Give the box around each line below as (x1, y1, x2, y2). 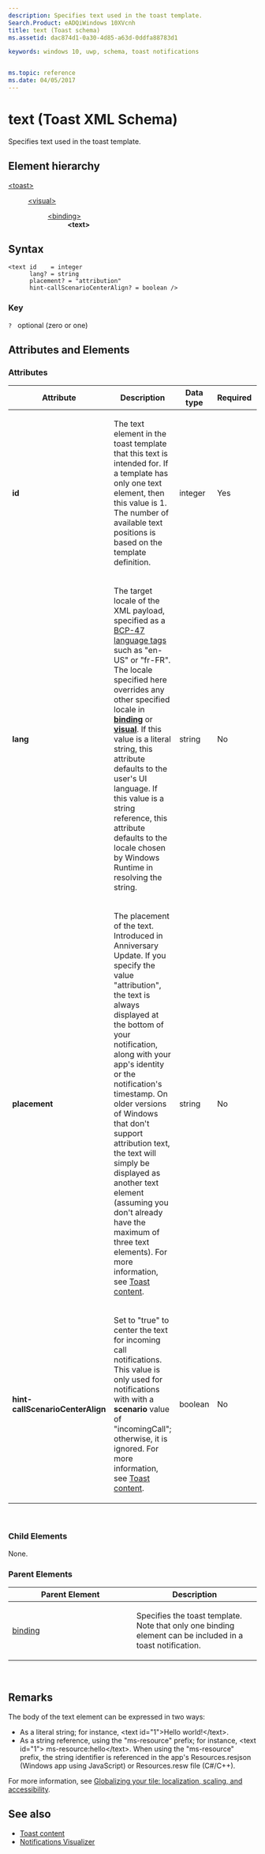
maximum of (114, 1227, 160, 1238)
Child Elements (8, 1531, 68, 1542)
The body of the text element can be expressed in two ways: (8, 1712, 205, 1721)
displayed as (114, 1168, 161, 1179)
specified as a (114, 615, 166, 626)
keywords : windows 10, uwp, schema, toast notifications (8, 48, 200, 56)
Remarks (8, 1691, 54, 1705)
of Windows (114, 1108, 159, 1120)
